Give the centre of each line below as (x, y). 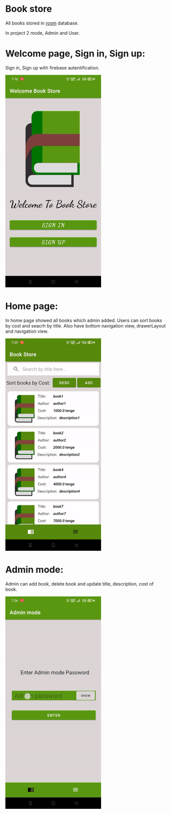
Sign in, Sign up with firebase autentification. (52, 67)
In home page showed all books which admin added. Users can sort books (84, 320)
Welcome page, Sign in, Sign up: (75, 54)
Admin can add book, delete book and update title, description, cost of (80, 584)
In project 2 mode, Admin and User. (43, 33)
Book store (29, 9)
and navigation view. (27, 331)
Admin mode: (34, 570)
